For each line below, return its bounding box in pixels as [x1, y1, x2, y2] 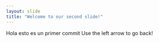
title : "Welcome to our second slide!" [6, 14, 103, 20]
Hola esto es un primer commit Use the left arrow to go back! [6, 29, 153, 36]
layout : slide [6, 8, 41, 14]
